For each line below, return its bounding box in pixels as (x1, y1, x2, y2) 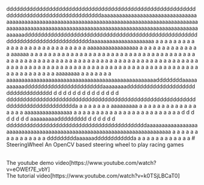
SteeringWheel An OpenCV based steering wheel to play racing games (6, 141, 185, 148)
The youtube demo (6, 159, 54, 166)
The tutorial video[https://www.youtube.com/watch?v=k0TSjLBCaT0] (6, 172, 180, 179)
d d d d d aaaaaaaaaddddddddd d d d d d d (6, 115, 116, 122)
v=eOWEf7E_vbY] (6, 166, 51, 173)
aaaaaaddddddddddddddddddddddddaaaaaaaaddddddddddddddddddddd (6, 83, 195, 90)
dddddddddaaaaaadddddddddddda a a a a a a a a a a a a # (46, 134, 195, 142)
